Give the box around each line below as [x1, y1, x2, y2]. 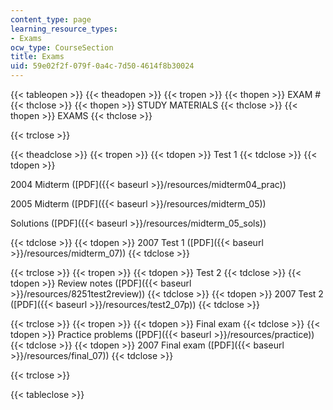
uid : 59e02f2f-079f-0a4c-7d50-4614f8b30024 [10, 61, 195, 71]
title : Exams [10, 52, 65, 62]
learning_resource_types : [10, 24, 118, 34]
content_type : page [10, 14, 92, 25]
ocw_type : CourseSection [10, 42, 114, 53]
